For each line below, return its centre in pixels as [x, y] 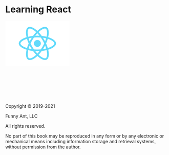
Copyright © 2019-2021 [30, 106]
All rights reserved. [25, 126]
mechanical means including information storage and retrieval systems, [81, 141]
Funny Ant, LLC [22, 116]
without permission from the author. [43, 147]
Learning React [38, 9]
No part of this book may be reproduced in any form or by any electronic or [85, 136]
